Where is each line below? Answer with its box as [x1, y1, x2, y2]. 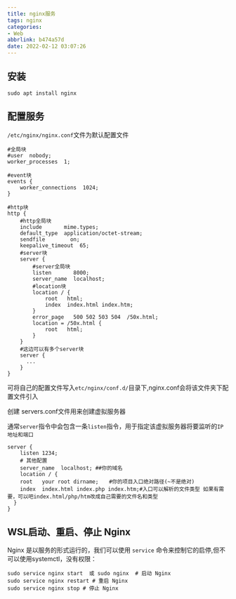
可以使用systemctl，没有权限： [7, 555, 97, 563]
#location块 [32, 282, 67, 290]
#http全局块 [20, 217, 52, 225]
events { [7, 178, 33, 185]
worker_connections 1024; [20, 184, 99, 191]
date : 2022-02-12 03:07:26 [7, 43, 86, 50]
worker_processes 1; [7, 158, 71, 165]
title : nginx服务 [7, 10, 56, 18]
